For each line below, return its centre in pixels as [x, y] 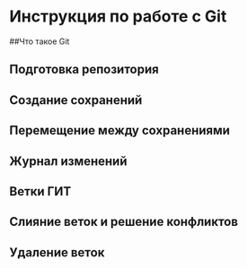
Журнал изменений [68, 161]
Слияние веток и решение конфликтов [124, 222]
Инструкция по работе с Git [118, 17]
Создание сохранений [76, 100]
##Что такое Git [40, 41]
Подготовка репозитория [84, 69]
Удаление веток [57, 252]
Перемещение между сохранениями [120, 130]
